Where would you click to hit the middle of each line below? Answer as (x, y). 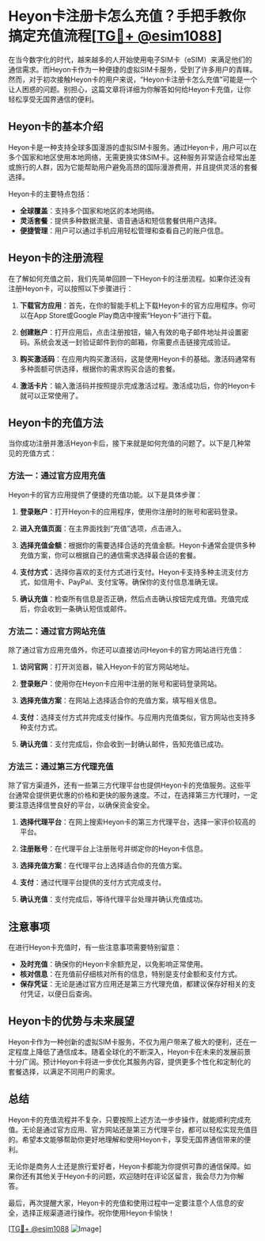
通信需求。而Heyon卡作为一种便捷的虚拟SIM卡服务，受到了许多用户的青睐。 (132, 69)
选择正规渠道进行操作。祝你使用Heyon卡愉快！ (98, 1212)
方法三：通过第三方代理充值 (61, 766)
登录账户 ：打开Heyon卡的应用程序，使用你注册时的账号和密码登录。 (131, 511)
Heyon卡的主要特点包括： (50, 193)
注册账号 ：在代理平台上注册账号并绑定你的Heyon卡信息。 (114, 848)
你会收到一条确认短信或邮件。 (82, 608)
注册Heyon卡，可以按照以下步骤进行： (71, 288)
